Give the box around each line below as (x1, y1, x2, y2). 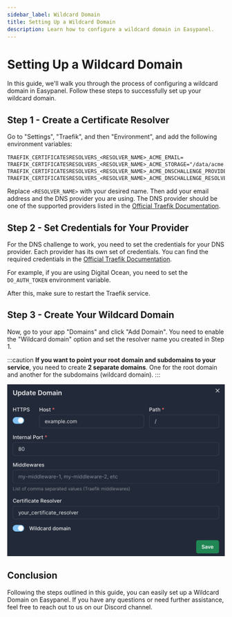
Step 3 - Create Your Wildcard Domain (7, 309, 175, 321)
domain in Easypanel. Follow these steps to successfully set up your (7, 87, 202, 95)
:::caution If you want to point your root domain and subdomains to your (7, 355, 216, 364)
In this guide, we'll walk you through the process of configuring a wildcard (7, 80, 218, 88)
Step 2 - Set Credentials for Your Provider (7, 222, 189, 233)
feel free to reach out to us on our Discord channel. (7, 602, 153, 611)
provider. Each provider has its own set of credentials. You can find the (7, 247, 209, 256)
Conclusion (7, 570, 58, 582)
